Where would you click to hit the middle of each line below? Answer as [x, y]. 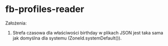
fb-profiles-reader [45, 9]
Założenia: [16, 23]
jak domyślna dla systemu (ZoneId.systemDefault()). [67, 38]
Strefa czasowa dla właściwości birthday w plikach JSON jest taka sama [88, 32]
